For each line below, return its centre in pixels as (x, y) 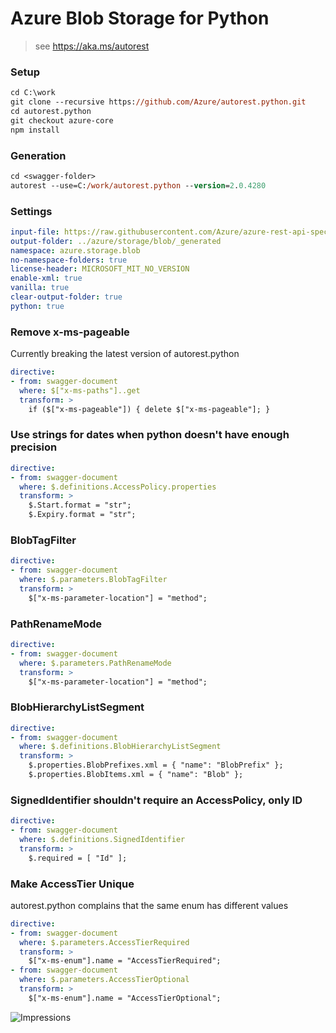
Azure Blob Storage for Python (140, 18)
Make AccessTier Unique (72, 884)
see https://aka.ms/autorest (92, 46)
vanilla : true (40, 288)
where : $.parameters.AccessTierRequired (104, 942)
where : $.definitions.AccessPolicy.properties (118, 487)
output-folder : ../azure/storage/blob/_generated (116, 241)
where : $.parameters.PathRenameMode (95, 663)
